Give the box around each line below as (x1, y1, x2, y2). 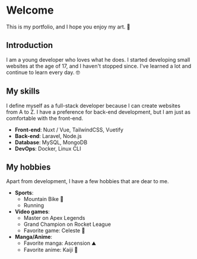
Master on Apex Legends (23, 215, 85, 222)
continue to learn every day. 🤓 (6, 69, 80, 76)
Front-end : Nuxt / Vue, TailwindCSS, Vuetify (14, 126, 123, 133)
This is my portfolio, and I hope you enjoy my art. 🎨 (6, 23, 131, 30)
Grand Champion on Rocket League (23, 220, 112, 228)
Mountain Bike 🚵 (23, 196, 64, 203)
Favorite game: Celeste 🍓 (23, 227, 85, 234)
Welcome (6, 4, 54, 17)
